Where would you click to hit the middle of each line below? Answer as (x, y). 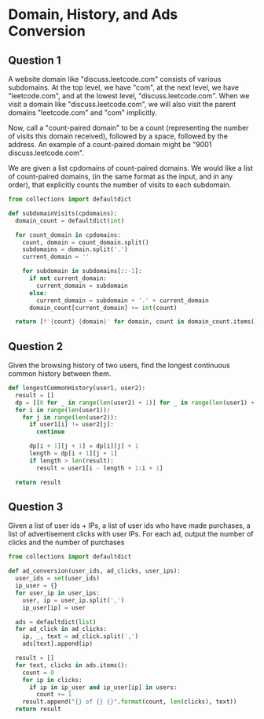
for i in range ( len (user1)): (63, 410)
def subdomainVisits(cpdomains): (63, 213)
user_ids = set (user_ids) (58, 579)
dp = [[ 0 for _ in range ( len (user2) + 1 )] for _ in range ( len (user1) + (135, 403)
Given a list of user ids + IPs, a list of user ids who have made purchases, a (130, 525)
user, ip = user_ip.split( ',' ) (73, 600)
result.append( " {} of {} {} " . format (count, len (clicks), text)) (130, 702)
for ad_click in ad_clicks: (61, 629)
